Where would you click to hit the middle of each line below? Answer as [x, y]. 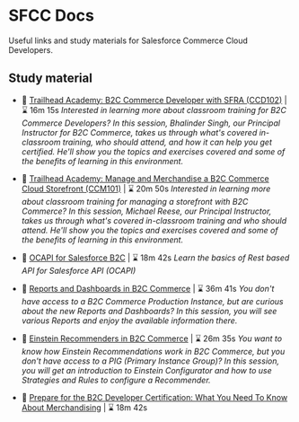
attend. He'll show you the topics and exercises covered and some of [150, 230]
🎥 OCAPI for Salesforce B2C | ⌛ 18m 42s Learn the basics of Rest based [155, 258]
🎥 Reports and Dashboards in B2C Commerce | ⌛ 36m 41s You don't [148, 288]
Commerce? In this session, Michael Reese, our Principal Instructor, [146, 211]
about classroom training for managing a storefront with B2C [135, 201]
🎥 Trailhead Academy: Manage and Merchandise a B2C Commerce [145, 178]
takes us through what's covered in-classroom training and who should [154, 220]
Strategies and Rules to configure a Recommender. [116, 380]
